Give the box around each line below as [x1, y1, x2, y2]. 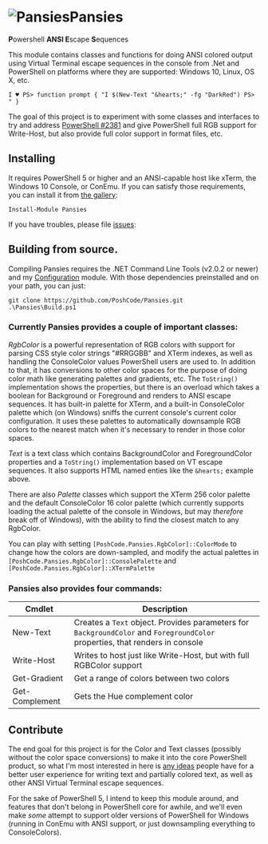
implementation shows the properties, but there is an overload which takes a [8, 382, 260, 391]
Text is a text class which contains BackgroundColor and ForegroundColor [8, 448, 253, 458]
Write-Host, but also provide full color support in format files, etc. [8, 129, 223, 138]
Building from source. [8, 243, 118, 256]
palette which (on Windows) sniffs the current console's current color [8, 407, 237, 417]
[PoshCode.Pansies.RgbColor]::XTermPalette [8, 564, 156, 573]
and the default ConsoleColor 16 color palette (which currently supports [8, 497, 245, 507]
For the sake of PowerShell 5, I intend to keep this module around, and [8, 793, 239, 802]
